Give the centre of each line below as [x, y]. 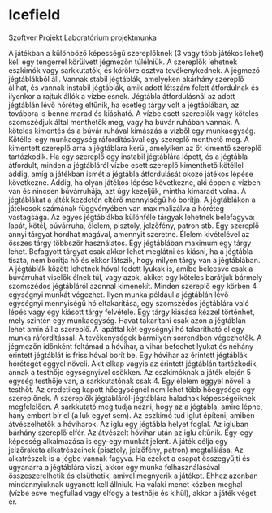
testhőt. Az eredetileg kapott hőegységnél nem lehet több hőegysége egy [132, 389]
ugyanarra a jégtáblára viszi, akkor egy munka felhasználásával [114, 467]
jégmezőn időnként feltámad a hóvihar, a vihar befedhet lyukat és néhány [131, 346]
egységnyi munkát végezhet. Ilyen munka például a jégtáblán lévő [119, 295]
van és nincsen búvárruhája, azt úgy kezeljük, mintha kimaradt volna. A [127, 191]
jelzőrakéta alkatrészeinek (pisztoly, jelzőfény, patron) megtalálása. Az [126, 450]
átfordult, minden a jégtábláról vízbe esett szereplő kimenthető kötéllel [126, 165]
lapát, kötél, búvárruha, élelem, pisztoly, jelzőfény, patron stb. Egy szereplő [134, 226]
